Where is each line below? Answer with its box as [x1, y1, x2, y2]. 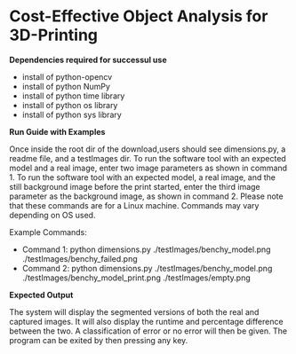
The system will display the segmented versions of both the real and [9, 306, 260, 317]
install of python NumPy [21, 81, 111, 91]
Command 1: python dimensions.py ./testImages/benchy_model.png [21, 244, 271, 255]
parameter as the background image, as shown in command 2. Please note [9, 191, 284, 201]
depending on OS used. [9, 209, 96, 220]
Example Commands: [9, 226, 87, 237]
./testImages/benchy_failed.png [21, 253, 138, 264]
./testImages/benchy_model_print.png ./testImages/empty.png [21, 272, 251, 283]
